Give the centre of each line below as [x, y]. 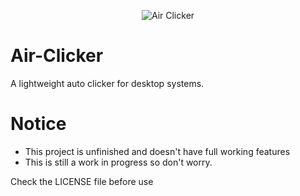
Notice [38, 124]
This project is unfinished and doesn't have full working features [157, 151]
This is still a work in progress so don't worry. [118, 162]
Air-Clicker [57, 56]
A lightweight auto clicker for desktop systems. [107, 83]
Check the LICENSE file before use [82, 181]
